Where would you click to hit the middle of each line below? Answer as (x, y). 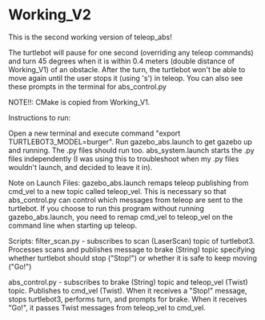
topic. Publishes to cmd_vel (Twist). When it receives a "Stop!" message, (128, 290)
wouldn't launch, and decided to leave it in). (80, 167)
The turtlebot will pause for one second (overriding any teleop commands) (131, 52)
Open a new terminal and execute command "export (94, 133)
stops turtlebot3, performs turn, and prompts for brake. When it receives (128, 299)
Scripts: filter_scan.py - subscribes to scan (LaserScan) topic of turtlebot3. (132, 241)
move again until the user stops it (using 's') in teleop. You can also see (126, 78)
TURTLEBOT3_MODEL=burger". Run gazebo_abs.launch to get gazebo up (130, 141)
